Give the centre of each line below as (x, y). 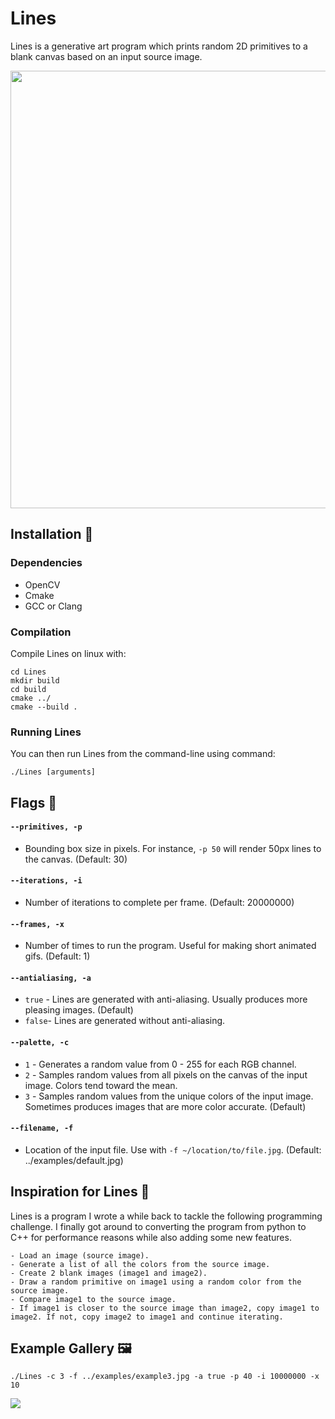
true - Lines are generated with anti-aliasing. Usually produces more (166, 999)
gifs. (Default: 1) (57, 956)
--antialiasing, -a (51, 978)
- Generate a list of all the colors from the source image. (140, 1264)
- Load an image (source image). (80, 1255)
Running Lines (46, 732)
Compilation (41, 632)
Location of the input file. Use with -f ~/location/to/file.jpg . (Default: (173, 1149)
